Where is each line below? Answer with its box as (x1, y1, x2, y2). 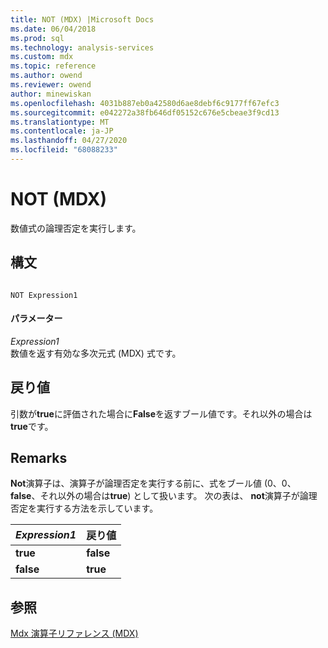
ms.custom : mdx (10, 52, 74, 62)
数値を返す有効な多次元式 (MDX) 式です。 (10, 347, 182, 359)
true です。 (10, 420, 54, 432)
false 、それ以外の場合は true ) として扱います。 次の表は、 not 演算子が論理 (10, 490, 318, 502)
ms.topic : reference (10, 61, 97, 71)
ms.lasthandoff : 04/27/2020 (10, 136, 128, 146)
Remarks (10, 450, 68, 467)
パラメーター (10, 312, 63, 325)
